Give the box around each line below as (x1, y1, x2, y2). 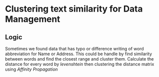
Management (5, 14, 60, 25)
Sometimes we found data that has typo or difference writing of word (5, 46, 144, 51)
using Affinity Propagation (5, 66, 58, 72)
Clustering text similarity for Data (5, 3, 143, 15)
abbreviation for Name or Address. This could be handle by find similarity (5, 51, 152, 57)
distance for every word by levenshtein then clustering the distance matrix (5, 62, 155, 67)
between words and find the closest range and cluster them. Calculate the (5, 56, 154, 62)
